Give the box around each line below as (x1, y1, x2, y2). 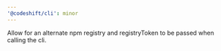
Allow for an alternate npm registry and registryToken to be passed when (7, 29, 215, 37)
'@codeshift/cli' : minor (7, 10, 78, 17)
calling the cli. (7, 35, 47, 44)
